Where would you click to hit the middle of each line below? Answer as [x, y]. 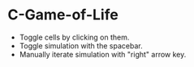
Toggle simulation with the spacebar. [81, 45]
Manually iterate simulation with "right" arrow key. [103, 54]
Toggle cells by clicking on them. [74, 37]
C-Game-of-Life [63, 15]
